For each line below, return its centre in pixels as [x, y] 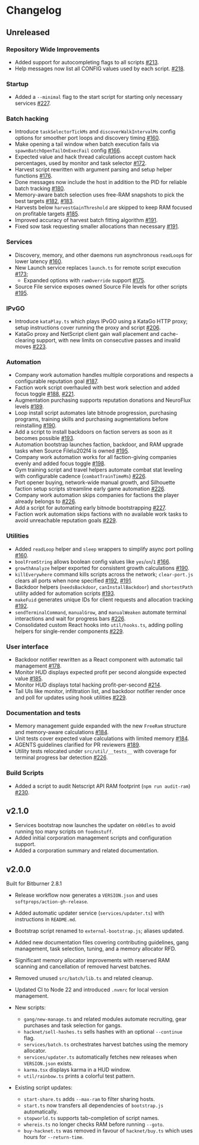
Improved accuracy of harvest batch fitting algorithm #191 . [86, 220]
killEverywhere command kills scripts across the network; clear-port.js [104, 574]
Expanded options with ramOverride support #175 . [84, 280]
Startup [17, 84]
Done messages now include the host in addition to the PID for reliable [101, 182]
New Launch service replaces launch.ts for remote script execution [98, 267]
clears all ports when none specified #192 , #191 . [73, 581]
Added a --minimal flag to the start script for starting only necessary [99, 97]
